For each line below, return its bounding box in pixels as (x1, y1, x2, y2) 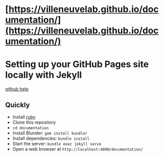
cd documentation (12, 125, 49, 130)
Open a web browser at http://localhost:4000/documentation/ (12, 146, 143, 152)
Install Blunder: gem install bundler (12, 130, 88, 136)
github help (5, 86, 29, 92)
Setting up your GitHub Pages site (5, 59, 149, 70)
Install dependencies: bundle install (12, 135, 90, 141)
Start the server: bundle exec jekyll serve (12, 140, 102, 146)
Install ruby (12, 114, 36, 120)
